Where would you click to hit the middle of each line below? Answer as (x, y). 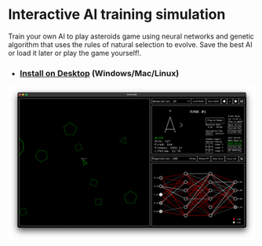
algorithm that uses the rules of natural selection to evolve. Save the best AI (130, 44)
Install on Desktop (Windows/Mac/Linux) (99, 73)
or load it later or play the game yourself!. (75, 53)
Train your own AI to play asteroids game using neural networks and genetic (131, 36)
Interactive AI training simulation (117, 15)
